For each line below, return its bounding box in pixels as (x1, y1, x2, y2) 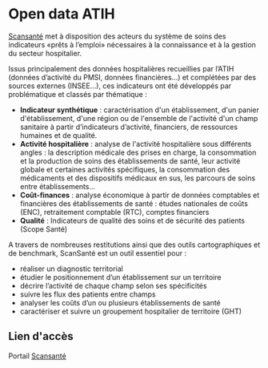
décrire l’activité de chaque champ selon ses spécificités (19, 281, 207, 290)
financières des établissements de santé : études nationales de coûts (19, 198, 248, 208)
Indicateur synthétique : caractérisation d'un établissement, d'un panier (19, 105, 260, 115)
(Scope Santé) (19, 224, 68, 233)
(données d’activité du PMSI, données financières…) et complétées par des (8, 72, 257, 82)
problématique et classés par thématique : (8, 89, 148, 99)
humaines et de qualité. (19, 130, 98, 140)
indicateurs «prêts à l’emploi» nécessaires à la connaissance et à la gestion (8, 39, 256, 49)
